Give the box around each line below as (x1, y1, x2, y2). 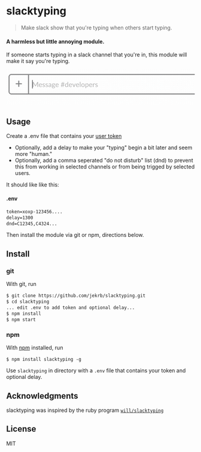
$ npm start (6, 317, 36, 323)
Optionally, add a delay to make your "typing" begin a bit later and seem (14, 144, 193, 151)
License (6, 424, 36, 434)
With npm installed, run (6, 344, 63, 351)
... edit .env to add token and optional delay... (6, 305, 135, 311)
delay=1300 (6, 215, 33, 221)
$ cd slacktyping (6, 299, 50, 305)
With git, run (6, 280, 37, 287)
